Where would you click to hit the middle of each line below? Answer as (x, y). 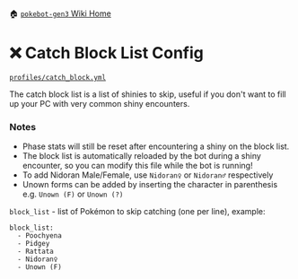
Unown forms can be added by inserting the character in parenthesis (150, 185)
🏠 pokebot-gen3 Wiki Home (61, 13)
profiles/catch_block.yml (57, 77)
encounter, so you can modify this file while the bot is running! (137, 166)
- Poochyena (40, 236)
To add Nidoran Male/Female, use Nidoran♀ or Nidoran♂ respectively (148, 175)
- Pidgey (34, 244)
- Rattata (35, 252)
